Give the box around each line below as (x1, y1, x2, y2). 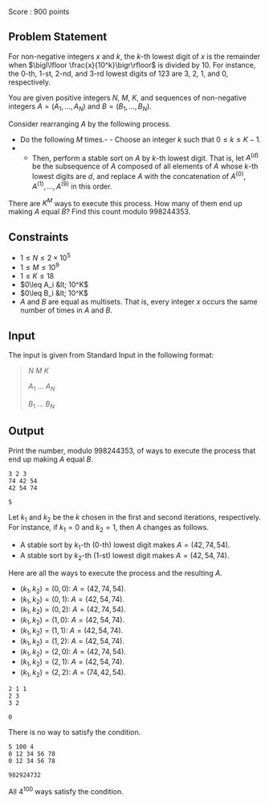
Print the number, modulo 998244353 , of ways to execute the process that (8, 446, 256, 455)
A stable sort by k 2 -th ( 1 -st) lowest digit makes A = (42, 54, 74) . (19, 550, 230, 562)
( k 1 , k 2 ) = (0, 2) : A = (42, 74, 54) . (19, 604, 126, 616)
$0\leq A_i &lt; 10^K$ (19, 280, 89, 289)
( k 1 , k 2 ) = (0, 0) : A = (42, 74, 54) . (19, 583, 126, 595)
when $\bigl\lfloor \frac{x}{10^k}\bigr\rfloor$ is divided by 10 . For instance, (8, 60, 256, 69)
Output (8, 425, 44, 438)
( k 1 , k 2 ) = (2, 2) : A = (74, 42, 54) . (19, 668, 126, 679)
